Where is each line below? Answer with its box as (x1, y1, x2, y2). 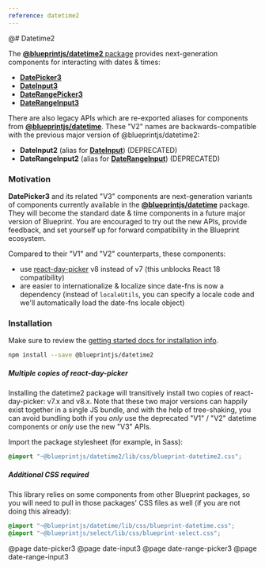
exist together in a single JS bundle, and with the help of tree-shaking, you (8, 405, 252, 414)
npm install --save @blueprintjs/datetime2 (8, 351, 154, 359)
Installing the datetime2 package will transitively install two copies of (8, 388, 232, 398)
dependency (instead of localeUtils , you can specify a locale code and (19, 289, 255, 299)
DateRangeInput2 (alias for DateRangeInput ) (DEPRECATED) (19, 154, 221, 163)
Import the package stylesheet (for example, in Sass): (8, 437, 184, 447)
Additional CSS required (8, 469, 89, 479)
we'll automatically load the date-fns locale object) (19, 298, 185, 307)
